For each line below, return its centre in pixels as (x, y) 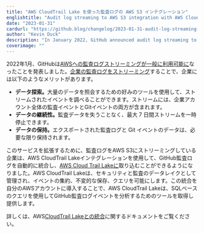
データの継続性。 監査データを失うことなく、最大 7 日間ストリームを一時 (106, 114)
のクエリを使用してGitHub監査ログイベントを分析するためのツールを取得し (100, 195)
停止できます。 (34, 122)
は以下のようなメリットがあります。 (51, 79)
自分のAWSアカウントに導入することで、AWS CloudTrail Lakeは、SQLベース (102, 188)
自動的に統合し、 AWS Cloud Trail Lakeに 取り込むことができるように (102, 165)
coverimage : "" (25, 46)
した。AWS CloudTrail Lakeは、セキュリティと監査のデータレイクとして (107, 173)
